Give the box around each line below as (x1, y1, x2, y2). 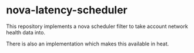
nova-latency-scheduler (6, 3, 128, 17)
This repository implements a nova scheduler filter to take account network (6, 23, 188, 30)
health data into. (6, 29, 46, 36)
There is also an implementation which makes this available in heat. (6, 40, 169, 47)
